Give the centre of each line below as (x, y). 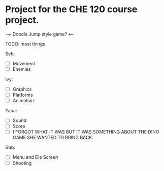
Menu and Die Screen (35, 157)
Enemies (22, 69)
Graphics (22, 89)
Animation (23, 101)
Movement (24, 63)
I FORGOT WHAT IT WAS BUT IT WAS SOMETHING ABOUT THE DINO (86, 132)
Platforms (23, 95)
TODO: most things (25, 44)
